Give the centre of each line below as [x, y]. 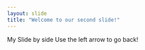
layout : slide [27, 13]
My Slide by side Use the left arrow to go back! [73, 39]
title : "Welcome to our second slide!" [64, 20]
